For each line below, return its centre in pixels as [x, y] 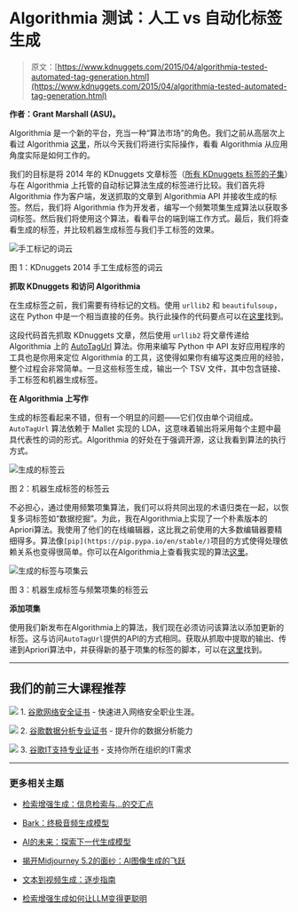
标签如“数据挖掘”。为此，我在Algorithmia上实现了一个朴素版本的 [150, 518]
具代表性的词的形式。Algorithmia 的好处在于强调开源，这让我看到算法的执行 [148, 439]
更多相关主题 [37, 783]
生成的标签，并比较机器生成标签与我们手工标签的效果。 [118, 229]
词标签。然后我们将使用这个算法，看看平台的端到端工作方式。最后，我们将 [145, 218]
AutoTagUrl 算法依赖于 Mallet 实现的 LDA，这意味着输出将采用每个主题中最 [145, 428]
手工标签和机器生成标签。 [56, 380]
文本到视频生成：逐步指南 [69, 880]
